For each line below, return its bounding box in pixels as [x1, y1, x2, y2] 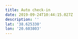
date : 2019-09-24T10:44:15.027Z [5, 12, 73, 17]
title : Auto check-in [5, 7, 51, 13]
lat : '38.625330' [5, 21, 42, 27]
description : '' [5, 17, 39, 22]
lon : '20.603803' [5, 26, 42, 31]
